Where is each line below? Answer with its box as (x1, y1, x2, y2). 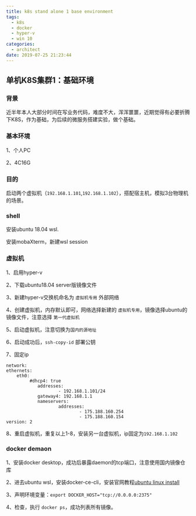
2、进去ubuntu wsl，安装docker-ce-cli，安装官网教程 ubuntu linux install (6, 479, 180, 486)
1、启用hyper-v (6, 269, 43, 276)
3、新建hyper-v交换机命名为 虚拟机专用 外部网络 (6, 293, 120, 300)
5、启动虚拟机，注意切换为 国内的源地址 (6, 326, 97, 333)
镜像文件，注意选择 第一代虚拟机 (6, 313, 80, 320)
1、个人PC (6, 146, 31, 153)
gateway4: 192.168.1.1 (37, 393, 93, 399)
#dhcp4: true (29, 378, 61, 384)
